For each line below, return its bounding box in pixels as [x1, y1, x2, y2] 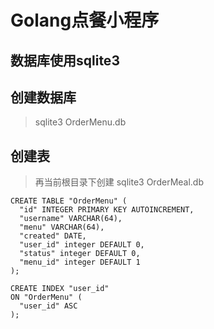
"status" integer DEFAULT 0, [19, 249, 141, 259]
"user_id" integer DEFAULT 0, [19, 240, 145, 250]
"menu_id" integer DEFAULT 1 [19, 257, 141, 268]
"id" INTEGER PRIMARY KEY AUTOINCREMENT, [19, 205, 195, 215]
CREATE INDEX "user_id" [10, 284, 110, 294]
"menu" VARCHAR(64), [19, 222, 105, 233]
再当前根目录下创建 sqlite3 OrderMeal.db [34, 176, 205, 188]
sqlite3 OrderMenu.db [34, 116, 127, 128]
